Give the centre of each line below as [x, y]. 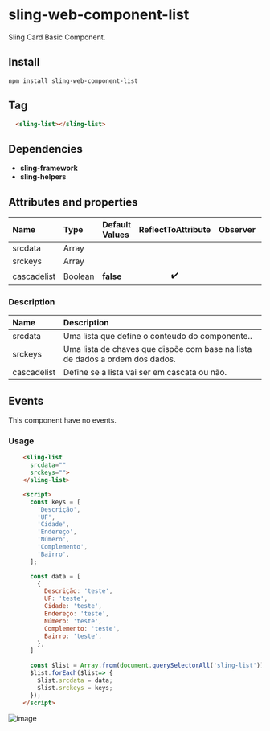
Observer [237, 230]
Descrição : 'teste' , [78, 591]
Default [117, 225]
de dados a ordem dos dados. [120, 359]
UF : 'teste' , [66, 599]
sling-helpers [43, 177]
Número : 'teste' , [73, 621]
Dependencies [45, 149]
